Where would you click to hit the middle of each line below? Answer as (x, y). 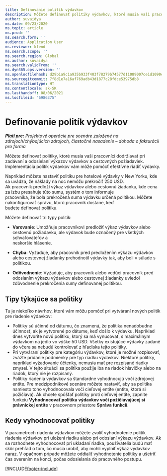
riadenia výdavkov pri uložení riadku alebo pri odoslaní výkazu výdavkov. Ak (83, 438)
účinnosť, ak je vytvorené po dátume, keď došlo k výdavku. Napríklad (83, 331)
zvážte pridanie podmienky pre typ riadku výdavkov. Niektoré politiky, (84, 357)
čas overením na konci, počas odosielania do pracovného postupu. (74, 459)
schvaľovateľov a (30, 238)
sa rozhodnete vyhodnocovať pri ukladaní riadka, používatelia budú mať (79, 443)
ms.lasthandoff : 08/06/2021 (34, 93)
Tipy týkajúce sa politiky (44, 299)
